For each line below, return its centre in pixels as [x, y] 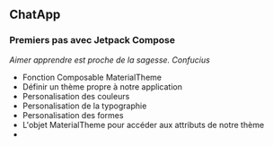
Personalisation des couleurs [76, 96]
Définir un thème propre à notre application [102, 86]
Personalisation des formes [73, 115]
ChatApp [35, 15]
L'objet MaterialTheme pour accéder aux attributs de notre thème [143, 125]
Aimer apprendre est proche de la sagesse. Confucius [110, 60]
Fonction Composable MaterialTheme [92, 77]
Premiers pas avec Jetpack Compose [92, 40]
